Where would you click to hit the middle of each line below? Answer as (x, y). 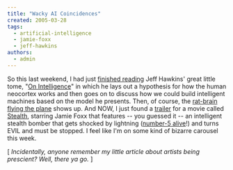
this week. (22, 138)
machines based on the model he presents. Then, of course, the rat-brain (112, 101)
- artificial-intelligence (53, 33)
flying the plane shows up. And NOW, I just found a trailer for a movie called (115, 108)
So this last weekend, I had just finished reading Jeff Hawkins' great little (111, 79)
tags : (15, 26)
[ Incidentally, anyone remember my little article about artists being (104, 151)
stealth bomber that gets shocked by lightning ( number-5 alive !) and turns (113, 123)
